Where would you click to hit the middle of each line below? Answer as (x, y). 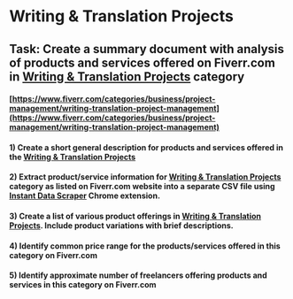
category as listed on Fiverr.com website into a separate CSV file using (143, 187)
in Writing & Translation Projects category (127, 77)
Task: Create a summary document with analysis (147, 49)
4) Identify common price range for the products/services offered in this (145, 246)
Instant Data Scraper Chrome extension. (85, 195)
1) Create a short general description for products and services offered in (146, 147)
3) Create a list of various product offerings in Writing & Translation (135, 216)
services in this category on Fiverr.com (83, 285)
